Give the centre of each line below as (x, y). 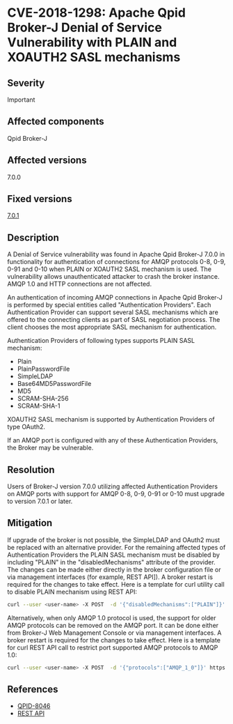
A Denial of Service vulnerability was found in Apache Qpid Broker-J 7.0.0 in (116, 254)
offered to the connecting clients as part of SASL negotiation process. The (114, 320)
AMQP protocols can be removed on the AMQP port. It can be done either (113, 625)
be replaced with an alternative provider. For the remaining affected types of (116, 547)
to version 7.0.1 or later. (40, 501)
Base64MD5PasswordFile (54, 384)
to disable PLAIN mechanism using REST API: (72, 592)
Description (33, 237)
